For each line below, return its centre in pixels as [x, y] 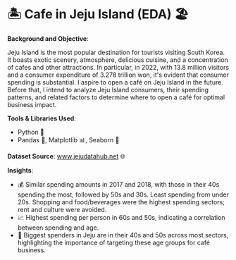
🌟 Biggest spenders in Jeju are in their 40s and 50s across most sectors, [123, 235]
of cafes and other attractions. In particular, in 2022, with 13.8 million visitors [118, 67]
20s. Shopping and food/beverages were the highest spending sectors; [121, 202]
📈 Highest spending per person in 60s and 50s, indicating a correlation [121, 217]
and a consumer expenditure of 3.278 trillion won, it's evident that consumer [118, 75]
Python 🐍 [31, 132]
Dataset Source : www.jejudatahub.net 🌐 [66, 156]
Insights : [20, 170]
